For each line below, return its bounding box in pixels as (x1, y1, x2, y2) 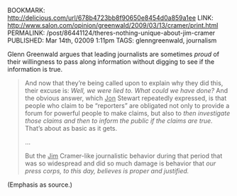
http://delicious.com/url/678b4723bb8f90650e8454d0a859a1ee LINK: (7, 13, 214, 22)
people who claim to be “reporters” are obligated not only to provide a (24, 102, 230, 109)
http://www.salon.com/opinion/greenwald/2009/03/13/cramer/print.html (7, 21, 219, 29)
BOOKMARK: (7, 6, 45, 14)
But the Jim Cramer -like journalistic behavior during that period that (24, 152, 223, 160)
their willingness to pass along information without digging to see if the (7, 58, 215, 66)
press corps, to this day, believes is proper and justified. (24, 167, 189, 175)
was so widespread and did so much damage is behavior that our (24, 159, 216, 168)
